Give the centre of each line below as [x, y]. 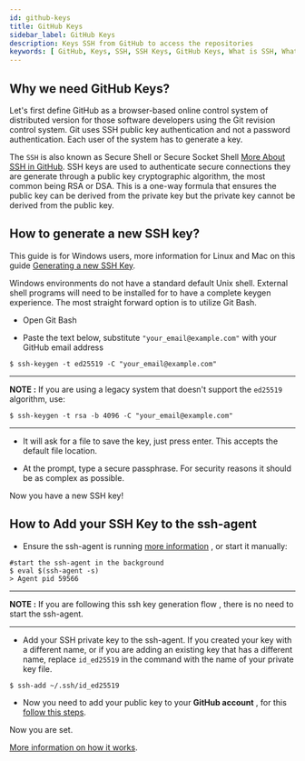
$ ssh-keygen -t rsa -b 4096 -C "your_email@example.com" [121, 416]
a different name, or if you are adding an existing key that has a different [157, 649]
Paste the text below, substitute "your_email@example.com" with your [149, 337]
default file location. [60, 450]
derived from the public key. [62, 205]
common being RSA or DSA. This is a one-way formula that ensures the [143, 185]
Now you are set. [41, 729]
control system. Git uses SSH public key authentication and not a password [150, 129]
